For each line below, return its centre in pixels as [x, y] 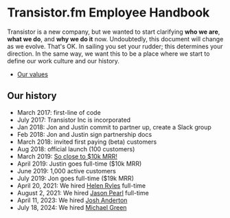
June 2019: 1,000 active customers [67, 171]
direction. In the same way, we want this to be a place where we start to [108, 54]
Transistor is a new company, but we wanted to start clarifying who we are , [114, 32]
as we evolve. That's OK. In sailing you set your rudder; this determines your [115, 46]
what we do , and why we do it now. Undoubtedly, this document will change [115, 39]
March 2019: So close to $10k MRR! [67, 156]
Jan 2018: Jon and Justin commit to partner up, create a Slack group [114, 127]
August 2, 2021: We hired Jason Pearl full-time [83, 193]
